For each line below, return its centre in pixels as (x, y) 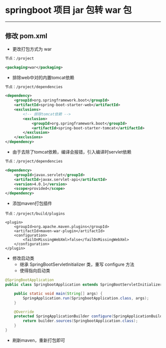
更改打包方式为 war (32, 49)
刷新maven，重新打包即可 (39, 340)
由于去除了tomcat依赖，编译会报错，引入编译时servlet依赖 (72, 152)
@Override (24, 312)
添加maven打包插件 (32, 203)
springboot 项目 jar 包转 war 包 (68, 10)
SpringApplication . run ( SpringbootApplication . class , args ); (86, 298)
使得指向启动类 (35, 271)
